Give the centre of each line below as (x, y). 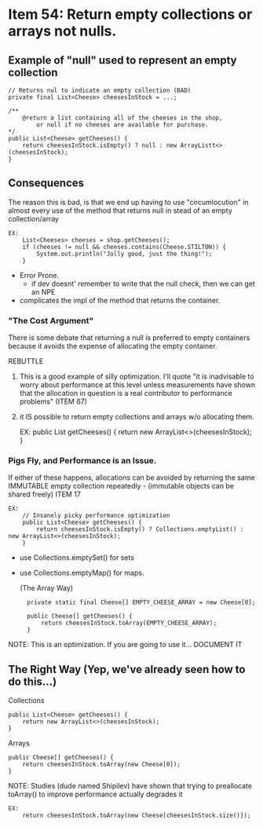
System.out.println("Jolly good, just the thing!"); (124, 254)
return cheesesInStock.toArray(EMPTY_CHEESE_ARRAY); (129, 623)
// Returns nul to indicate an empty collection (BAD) (100, 90)
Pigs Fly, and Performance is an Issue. (82, 461)
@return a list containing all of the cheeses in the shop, (122, 118)
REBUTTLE (26, 361)
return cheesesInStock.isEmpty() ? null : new (100, 145)
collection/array (34, 218)
